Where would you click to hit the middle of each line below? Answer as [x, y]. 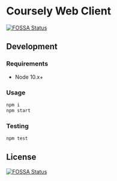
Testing [17, 126]
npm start [19, 110]
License [21, 157]
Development [32, 47]
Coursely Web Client [59, 11]
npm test [17, 138]
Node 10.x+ [29, 77]
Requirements [27, 64]
